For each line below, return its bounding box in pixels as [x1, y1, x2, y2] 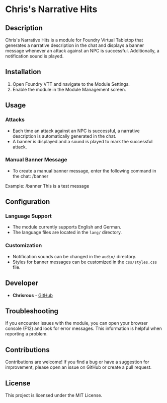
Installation [5, 68, 41, 76]
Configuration [5, 198, 50, 206]
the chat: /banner [12, 173, 49, 179]
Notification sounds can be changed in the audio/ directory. [12, 253, 137, 259]
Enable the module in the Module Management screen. [12, 86, 126, 92]
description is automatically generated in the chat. [12, 133, 117, 139]
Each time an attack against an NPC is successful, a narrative [12, 128, 140, 134]
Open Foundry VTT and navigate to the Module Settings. [12, 81, 130, 87]
